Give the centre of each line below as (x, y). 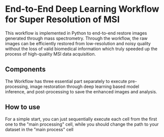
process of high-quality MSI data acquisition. (51, 54)
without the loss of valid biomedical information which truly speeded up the (81, 49)
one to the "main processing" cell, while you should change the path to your (82, 124)
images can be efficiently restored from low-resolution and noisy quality (78, 43)
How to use (23, 107)
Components (25, 69)
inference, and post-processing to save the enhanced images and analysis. (81, 91)
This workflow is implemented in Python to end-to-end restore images (76, 33)
